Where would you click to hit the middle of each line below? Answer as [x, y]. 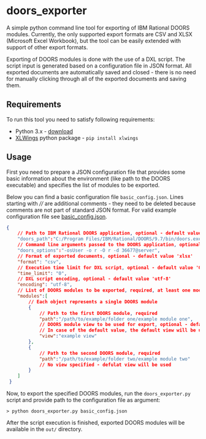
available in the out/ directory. [44, 429]
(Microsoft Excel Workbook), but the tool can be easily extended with [94, 41]
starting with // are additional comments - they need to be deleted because [101, 203]
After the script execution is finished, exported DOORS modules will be [96, 423]
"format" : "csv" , [40, 262]
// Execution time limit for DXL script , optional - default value [105, 268]
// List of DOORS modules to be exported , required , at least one [104, 290]
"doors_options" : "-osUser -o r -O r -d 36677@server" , [89, 251]
